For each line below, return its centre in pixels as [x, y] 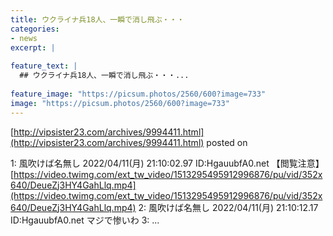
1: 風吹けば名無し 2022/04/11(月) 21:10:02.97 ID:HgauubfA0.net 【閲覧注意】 [167, 163]
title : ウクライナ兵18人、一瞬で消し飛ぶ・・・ [97, 19]
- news [24, 38]
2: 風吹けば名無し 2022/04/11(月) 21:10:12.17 [228, 207]
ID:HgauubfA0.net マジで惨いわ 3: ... [85, 220]
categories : [35, 29]
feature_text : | [44, 66]
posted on [227, 142]
